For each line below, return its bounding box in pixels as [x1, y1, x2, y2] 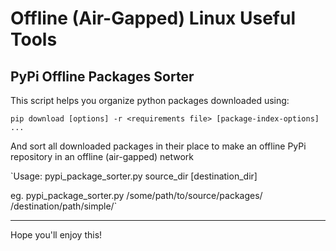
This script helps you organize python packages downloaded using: [10, 95, 290, 106]
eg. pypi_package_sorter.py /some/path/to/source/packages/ [10, 190, 263, 201]
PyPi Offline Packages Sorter [10, 68, 195, 85]
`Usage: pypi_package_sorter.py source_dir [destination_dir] [10, 170, 258, 182]
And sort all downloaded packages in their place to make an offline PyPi [10, 140, 307, 152]
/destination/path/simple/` [10, 200, 118, 212]
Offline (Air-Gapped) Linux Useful [10, 7, 296, 30]
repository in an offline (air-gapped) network [10, 151, 194, 162]
